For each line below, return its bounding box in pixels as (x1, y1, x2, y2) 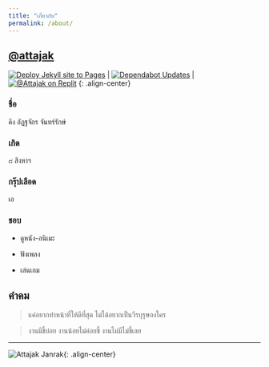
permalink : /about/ (8, 19, 74, 27)
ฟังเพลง (19, 249, 41, 259)
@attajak (8, 49, 54, 63)
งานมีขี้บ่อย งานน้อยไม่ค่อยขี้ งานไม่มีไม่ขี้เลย (27, 326, 142, 336)
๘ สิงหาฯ (8, 155, 32, 165)
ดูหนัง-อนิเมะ (19, 233, 55, 243)
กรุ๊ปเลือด (8, 175, 37, 187)
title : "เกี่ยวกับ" (8, 11, 58, 20)
